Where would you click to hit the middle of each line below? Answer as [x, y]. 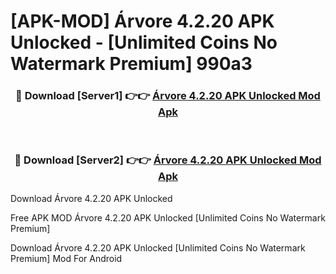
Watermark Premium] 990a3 [131, 64]
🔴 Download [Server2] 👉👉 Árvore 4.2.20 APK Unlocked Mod [168, 160]
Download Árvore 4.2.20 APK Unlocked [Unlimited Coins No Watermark [158, 247]
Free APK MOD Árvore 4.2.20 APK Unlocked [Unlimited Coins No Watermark [168, 217]
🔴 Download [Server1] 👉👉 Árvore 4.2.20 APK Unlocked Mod [168, 96]
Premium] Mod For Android [66, 258]
